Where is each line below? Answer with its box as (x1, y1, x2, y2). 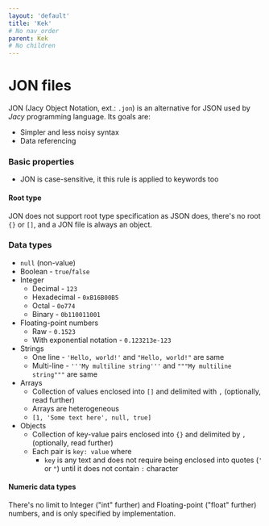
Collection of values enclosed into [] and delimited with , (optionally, (31, 386, 262, 396)
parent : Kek (8, 34, 48, 43)
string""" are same (31, 369, 98, 379)
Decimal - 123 (31, 283, 78, 293)
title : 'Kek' (8, 19, 52, 27)
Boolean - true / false (19, 266, 90, 276)
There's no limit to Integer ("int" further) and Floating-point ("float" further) (8, 500, 257, 510)
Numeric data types (8, 482, 77, 492)
